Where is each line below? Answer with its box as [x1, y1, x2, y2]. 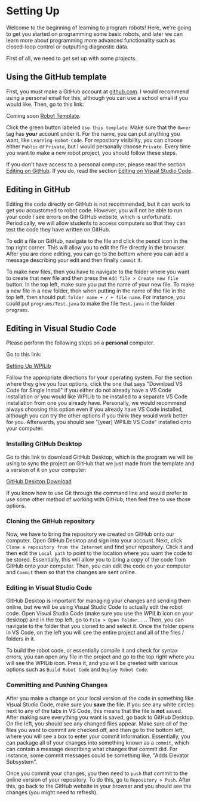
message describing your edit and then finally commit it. [6, 256, 142, 264]
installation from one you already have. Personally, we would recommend [6, 400, 186, 407]
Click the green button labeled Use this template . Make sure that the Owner [6, 124, 191, 131]
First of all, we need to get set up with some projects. [6, 54, 137, 62]
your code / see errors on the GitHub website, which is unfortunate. [6, 213, 173, 220]
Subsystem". [6, 758, 38, 765]
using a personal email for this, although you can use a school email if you [6, 94, 189, 101]
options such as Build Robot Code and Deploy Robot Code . [6, 666, 149, 673]
